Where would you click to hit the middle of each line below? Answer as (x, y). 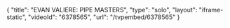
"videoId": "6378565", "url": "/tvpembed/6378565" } (104, 17)
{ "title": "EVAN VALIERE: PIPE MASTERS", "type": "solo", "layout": (102, 10)
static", (17, 17)
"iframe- (211, 10)
